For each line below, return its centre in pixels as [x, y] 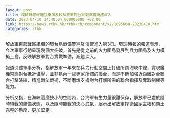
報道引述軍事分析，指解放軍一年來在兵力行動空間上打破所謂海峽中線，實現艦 [85, 68]
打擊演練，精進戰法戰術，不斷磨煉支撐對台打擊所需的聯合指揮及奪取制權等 [87, 80]
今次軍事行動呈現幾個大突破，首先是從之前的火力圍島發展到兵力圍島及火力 [83, 50]
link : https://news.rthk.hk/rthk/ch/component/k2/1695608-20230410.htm [82, 24]
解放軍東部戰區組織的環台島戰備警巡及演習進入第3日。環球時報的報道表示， [84, 44]
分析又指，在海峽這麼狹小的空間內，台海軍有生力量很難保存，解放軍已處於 [83, 98]
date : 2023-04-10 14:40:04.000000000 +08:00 [53, 19]
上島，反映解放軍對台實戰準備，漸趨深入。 [54, 57]
